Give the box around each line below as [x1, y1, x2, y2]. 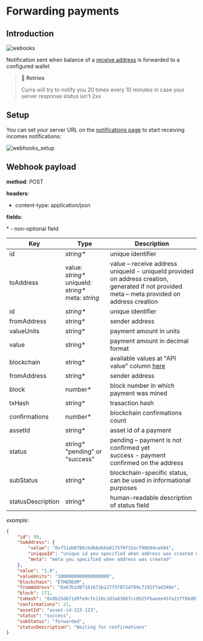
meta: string [65, 293, 100, 302]
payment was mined [109, 389, 168, 397]
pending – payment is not [109, 436, 182, 444]
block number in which [109, 381, 175, 390]
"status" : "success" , [17, 613, 71, 619]
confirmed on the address [109, 459, 184, 467]
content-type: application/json [14, 201, 91, 208]
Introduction [6, 28, 54, 39]
